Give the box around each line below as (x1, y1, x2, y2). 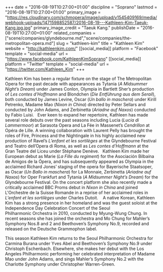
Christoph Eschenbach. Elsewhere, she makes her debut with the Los (5, 246, 145, 252)
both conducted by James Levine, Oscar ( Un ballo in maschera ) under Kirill (5, 97, 157, 102)
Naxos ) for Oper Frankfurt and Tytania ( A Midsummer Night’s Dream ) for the (5, 174, 158, 180)
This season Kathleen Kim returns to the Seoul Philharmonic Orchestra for (5, 235, 153, 241)
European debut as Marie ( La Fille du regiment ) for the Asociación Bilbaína (5, 154, 154, 159)
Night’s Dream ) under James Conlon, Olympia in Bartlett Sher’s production (5, 86, 154, 92)
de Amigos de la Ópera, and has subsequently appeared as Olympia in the (5, 158, 154, 164)
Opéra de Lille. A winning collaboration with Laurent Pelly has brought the (5, 128, 152, 133)
